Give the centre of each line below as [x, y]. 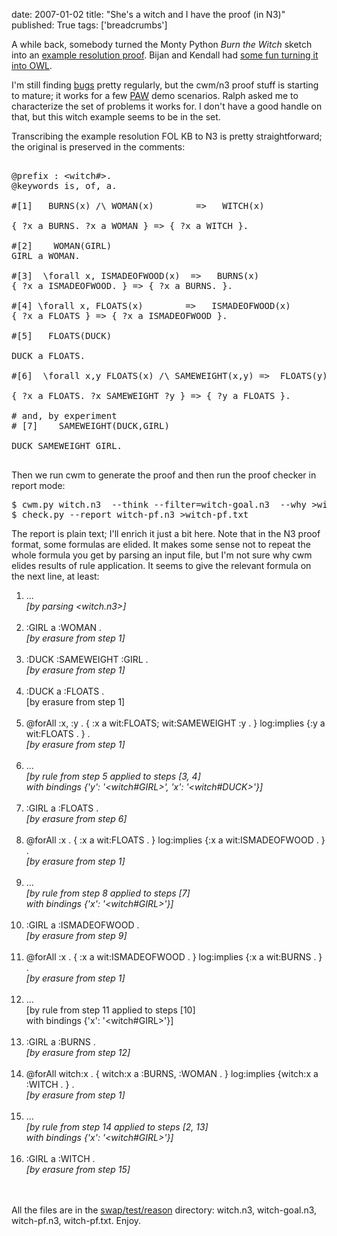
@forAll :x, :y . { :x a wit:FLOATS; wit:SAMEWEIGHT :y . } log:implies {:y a [175, 723]
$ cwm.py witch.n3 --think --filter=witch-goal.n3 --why [159, 504]
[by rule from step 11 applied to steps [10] [110, 1010]
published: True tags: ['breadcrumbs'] [89, 25]
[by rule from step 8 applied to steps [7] [108, 893]
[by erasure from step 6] [76, 818]
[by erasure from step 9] [76, 935]
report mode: [38, 485]
